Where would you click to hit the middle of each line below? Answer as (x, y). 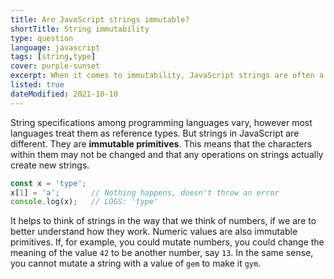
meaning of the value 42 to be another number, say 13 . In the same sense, (162, 253)
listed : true (37, 85)
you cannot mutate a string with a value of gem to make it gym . (136, 263)
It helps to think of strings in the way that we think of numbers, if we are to (163, 221)
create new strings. (50, 165)
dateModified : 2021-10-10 (64, 94)
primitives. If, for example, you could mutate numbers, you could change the (167, 242)
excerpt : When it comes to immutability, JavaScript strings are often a (167, 76)
